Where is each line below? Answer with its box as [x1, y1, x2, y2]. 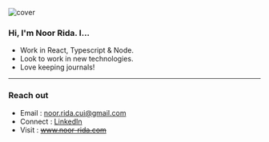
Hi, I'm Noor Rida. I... [8, 27, 90, 38]
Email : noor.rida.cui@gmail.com [19, 108, 126, 117]
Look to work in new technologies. [19, 54, 134, 64]
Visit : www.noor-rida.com [19, 124, 106, 135]
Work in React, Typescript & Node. [19, 45, 134, 55]
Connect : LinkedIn [19, 116, 82, 126]
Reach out [8, 90, 49, 101]
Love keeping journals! [19, 62, 95, 72]
